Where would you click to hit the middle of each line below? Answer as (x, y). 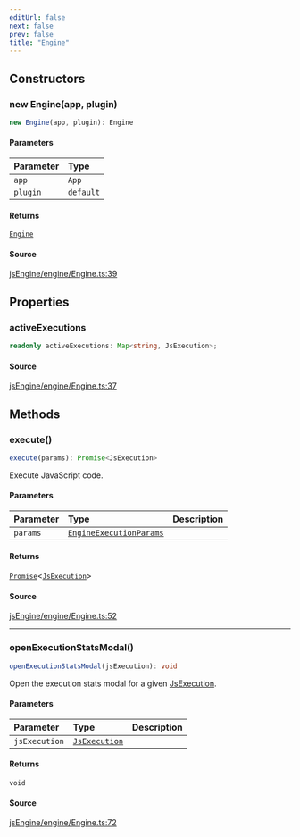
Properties (39, 301)
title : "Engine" (39, 42)
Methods (35, 414)
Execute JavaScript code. (57, 475)
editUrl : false (37, 17)
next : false (31, 26)
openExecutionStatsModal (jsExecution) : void (93, 666)
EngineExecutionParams (116, 533)
